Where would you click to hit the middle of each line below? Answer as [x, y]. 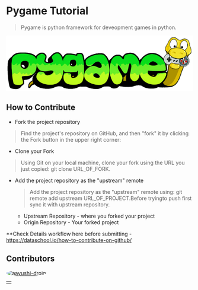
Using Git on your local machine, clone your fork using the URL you [103, 162]
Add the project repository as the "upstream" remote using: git [106, 192]
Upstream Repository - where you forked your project [89, 216]
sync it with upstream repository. [70, 204]
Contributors [31, 259]
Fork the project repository [47, 122]
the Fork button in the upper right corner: [71, 139]
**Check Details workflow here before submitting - [69, 234]
